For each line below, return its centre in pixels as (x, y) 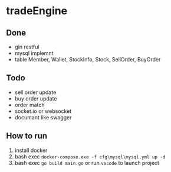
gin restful (27, 47)
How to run (27, 136)
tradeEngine (37, 11)
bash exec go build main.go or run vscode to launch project (87, 163)
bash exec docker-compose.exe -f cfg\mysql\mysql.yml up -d (90, 156)
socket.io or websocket (43, 111)
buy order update (36, 98)
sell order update (35, 92)
